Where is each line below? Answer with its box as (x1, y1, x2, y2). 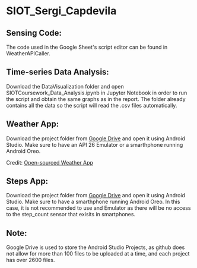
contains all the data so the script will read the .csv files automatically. (6, 102, 177, 109)
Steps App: (6, 176, 49, 187)
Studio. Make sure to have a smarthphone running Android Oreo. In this (6, 198, 180, 206)
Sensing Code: (6, 28, 62, 38)
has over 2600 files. (6, 257, 55, 264)
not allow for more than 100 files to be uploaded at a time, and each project (6, 250, 190, 257)
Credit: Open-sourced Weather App (6, 159, 94, 166)
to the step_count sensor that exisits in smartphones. (6, 211, 135, 218)
